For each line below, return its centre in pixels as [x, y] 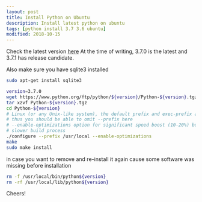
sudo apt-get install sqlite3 [44, 81]
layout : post [23, 12]
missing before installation [39, 165]
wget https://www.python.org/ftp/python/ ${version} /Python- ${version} [96, 97]
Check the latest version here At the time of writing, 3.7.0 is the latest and [97, 51]
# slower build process [36, 131]
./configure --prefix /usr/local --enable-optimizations [79, 136]
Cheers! [16, 194]
